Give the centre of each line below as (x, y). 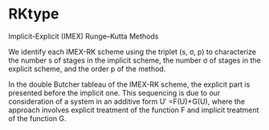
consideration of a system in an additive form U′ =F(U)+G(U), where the (127, 101)
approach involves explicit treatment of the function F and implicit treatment (134, 110)
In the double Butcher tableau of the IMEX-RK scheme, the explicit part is (129, 84)
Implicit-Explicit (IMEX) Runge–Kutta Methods (84, 36)
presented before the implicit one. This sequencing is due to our (114, 92)
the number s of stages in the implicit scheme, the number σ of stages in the (134, 60)
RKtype (34, 14)
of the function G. (37, 118)
